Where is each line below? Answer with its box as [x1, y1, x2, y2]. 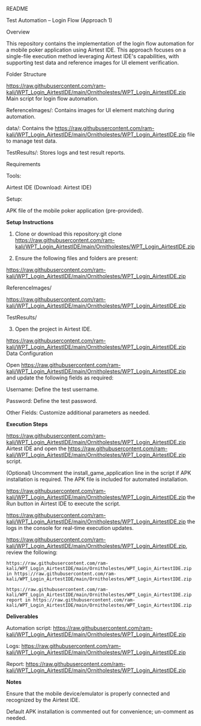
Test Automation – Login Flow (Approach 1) [6, 17, 113, 23]
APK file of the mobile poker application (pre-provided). [6, 207, 144, 214]
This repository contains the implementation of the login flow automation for [6, 40, 194, 47]
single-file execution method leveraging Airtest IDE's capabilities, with [6, 53, 179, 59]
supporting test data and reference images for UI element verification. [6, 59, 179, 66]
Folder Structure [6, 71, 47, 77]
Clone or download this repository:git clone [14, 230, 122, 237]
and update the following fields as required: [6, 374, 114, 381]
